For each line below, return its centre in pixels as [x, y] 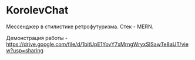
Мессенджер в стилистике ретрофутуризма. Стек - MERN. [80, 26]
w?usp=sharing [25, 50]
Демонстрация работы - [37, 38]
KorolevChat [37, 10]
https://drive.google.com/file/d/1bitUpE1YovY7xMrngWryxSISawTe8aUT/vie [97, 44]
